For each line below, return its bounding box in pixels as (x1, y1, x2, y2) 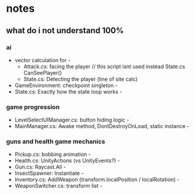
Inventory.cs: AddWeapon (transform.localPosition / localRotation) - (14, 176, 180, 183)
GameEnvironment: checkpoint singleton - (14, 82, 118, 89)
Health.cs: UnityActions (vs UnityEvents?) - (14, 157, 120, 164)
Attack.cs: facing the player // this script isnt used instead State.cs (23, 63, 186, 70)
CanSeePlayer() (23, 69, 62, 76)
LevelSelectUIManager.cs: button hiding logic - (14, 116, 129, 123)
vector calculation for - (14, 56, 71, 63)
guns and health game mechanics (6, 138, 105, 146)
